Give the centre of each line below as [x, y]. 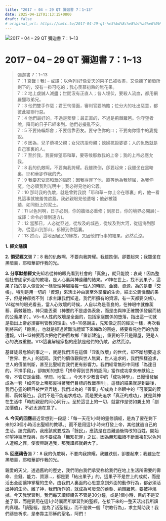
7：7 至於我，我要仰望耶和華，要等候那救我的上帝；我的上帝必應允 [85, 155]
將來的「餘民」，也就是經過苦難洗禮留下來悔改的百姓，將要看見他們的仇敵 [84, 329]
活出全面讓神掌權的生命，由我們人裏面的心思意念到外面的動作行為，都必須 [81, 483]
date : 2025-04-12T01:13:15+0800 [38, 14]
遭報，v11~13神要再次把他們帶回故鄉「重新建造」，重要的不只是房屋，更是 [80, 335]
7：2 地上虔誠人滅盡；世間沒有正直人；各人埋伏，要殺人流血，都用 [85, 93]
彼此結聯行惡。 [32, 112]
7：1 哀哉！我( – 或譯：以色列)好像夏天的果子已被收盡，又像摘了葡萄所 [89, 81]
